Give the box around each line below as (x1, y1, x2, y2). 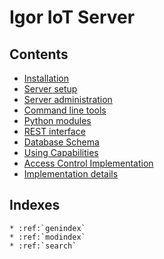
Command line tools (23, 104, 107, 116)
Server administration (23, 94, 113, 105)
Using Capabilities (23, 147, 99, 158)
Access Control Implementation (23, 157, 154, 169)
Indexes (9, 197, 61, 214)
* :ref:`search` (9, 241, 77, 251)
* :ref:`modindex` (9, 232, 86, 242)
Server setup (23, 83, 78, 95)
